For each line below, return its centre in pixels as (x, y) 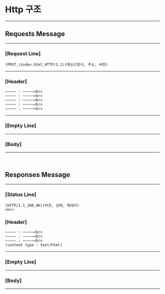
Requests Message (35, 34)
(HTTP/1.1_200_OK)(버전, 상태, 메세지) (42, 206)
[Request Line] (23, 53)
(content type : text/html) (34, 245)
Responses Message (38, 175)
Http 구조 (23, 10)
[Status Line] (21, 195)
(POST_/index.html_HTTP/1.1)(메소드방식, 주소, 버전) (56, 65)
